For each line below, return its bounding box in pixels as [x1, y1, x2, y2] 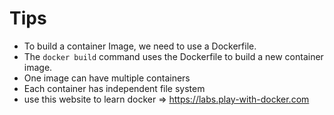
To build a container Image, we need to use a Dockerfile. [23, 40, 257, 52]
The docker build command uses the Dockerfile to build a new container [23, 50, 324, 62]
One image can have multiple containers [23, 72, 191, 84]
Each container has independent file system [23, 82, 206, 94]
